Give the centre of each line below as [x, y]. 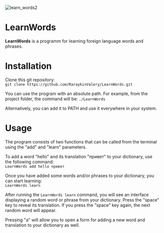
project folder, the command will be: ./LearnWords [55, 99]
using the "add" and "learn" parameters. [46, 147]
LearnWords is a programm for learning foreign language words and [74, 41]
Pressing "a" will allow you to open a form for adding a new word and [75, 220]
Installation [28, 66]
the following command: [29, 162]
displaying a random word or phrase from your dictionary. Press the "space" [82, 200]
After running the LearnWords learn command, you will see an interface [77, 195]
